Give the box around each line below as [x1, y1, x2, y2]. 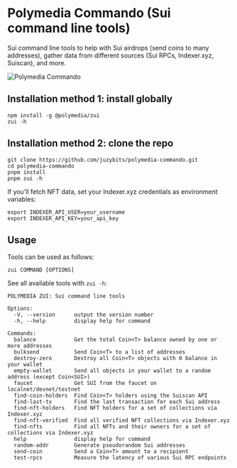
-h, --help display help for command [13, 317, 151, 325]
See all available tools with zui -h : [7, 279, 108, 288]
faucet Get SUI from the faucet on [13, 380, 158, 387]
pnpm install [7, 168, 46, 175]
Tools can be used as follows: [7, 253, 94, 261]
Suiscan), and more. [7, 58, 66, 67]
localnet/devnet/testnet [7, 386, 81, 393]
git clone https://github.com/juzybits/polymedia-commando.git [7, 156, 199, 163]
